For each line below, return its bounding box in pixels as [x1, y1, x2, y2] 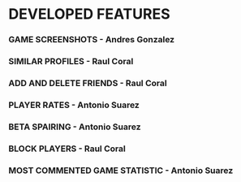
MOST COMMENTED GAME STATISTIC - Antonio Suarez [8, 164, 234, 175]
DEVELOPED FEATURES [8, 5, 170, 24]
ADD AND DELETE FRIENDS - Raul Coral [8, 77, 168, 89]
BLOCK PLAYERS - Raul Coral [8, 143, 126, 154]
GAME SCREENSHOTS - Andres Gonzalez [8, 34, 175, 45]
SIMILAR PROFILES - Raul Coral [8, 56, 134, 67]
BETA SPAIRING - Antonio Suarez [8, 121, 141, 132]
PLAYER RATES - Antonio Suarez [8, 99, 140, 110]
